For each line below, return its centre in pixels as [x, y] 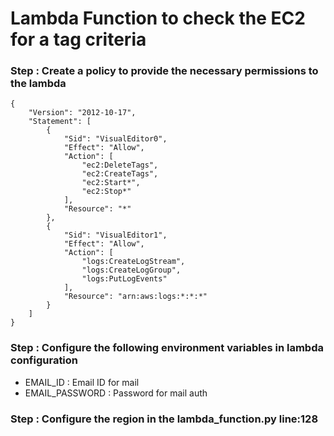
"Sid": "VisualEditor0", [115, 139]
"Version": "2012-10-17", [82, 113]
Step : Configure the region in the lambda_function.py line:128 [164, 419]
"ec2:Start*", [111, 183]
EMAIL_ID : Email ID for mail [82, 382]
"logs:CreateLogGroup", [131, 270]
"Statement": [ [60, 122]
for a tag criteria [78, 39]
